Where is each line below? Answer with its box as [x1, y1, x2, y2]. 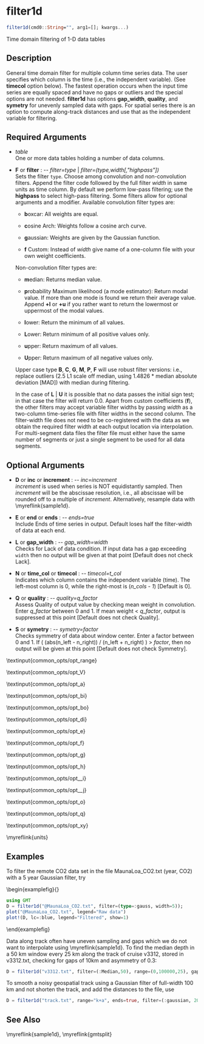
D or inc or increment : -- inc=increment [15, 476, 117, 484]
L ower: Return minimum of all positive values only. [24, 330, 150, 338]
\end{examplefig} [6, 925, 50, 933]
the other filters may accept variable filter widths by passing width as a [15, 403, 193, 411]
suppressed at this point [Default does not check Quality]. [15, 614, 160, 621]
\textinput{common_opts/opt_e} [6, 728, 86, 735]
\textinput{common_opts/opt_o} [6, 798, 86, 806]
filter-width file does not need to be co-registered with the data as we [15, 417, 190, 424]
